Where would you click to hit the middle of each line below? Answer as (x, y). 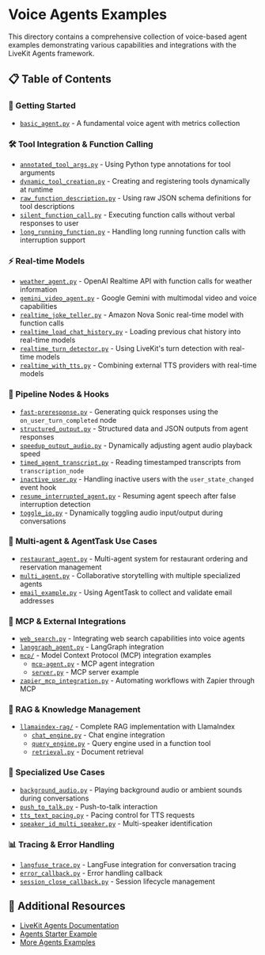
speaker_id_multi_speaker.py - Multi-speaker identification (116, 823)
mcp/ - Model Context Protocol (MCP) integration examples (115, 656)
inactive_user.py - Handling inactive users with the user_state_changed (137, 479)
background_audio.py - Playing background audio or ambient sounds (131, 789)
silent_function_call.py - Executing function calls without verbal (127, 215)
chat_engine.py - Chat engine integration (98, 735)
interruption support (52, 240)
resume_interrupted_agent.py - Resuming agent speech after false (128, 496)
